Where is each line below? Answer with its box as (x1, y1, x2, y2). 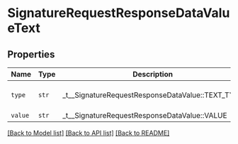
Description (132, 70, 174, 79)
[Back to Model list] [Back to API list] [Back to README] (7, 129, 170, 137)
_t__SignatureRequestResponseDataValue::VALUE (62, 111, 228, 120)
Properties (7, 48, 55, 60)
